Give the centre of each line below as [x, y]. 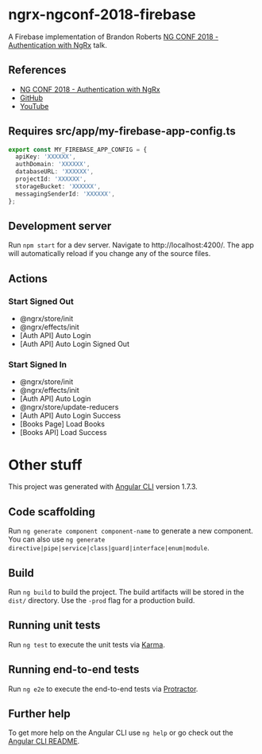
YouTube [34, 106]
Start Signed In [38, 364]
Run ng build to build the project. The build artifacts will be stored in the [126, 592]
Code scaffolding [52, 512]
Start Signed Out [41, 301]
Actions [28, 279]
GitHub [31, 98]
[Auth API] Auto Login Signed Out [74, 344]
